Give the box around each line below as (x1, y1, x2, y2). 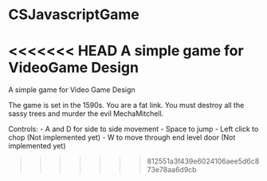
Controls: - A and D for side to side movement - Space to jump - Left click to (8, 125, 259, 134)
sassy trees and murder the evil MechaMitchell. (8, 109, 164, 118)
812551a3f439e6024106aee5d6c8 (147, 156, 260, 166)
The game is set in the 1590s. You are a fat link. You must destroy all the (8, 101, 245, 110)
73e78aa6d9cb (147, 165, 197, 175)
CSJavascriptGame (8, 6, 139, 24)
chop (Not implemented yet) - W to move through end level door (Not (8, 133, 236, 142)
